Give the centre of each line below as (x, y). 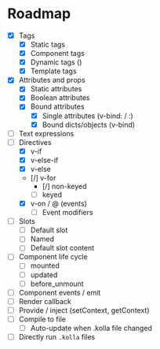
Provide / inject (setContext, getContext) (84, 310)
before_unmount (57, 284)
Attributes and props (52, 80)
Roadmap (39, 14)
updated (44, 275)
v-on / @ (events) (59, 203)
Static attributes (56, 89)
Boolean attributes (60, 98)
